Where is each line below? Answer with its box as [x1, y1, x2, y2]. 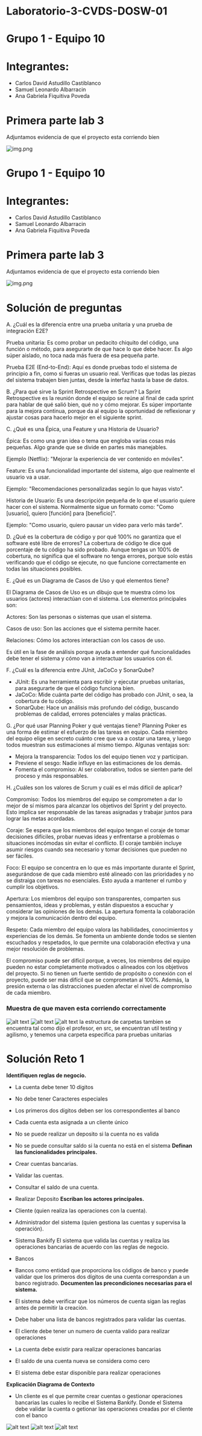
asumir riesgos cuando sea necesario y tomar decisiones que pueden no [6, 846, 188, 853]
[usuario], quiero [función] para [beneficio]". [6, 509, 116, 517]
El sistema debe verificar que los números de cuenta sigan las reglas [14, 1298, 186, 1305]
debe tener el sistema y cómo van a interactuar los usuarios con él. [6, 655, 173, 662]
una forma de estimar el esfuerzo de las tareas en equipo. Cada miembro [6, 728, 188, 736]
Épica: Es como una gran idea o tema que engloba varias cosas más [6, 437, 176, 445]
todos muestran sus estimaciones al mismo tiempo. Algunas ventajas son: [6, 742, 190, 749]
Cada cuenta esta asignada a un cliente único [14, 1119, 128, 1126]
